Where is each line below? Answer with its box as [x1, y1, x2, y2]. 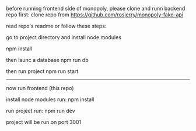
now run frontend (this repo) [6, 85, 74, 91]
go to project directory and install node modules [6, 34, 121, 40]
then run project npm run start [6, 68, 79, 75]
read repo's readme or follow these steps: [6, 23, 107, 29]
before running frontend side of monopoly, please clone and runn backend [6, 5, 185, 12]
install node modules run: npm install [6, 96, 94, 103]
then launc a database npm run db [6, 57, 89, 63]
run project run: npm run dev [6, 108, 75, 114]
